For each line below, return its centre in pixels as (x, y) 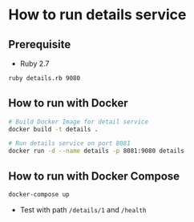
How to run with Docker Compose (94, 176)
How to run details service (97, 15)
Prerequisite (40, 44)
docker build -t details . (53, 129)
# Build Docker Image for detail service (79, 122)
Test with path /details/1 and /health (83, 209)
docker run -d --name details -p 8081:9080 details (96, 151)
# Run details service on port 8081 (69, 143)
